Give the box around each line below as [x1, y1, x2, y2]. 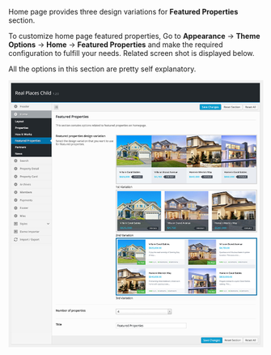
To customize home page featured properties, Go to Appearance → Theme [8, 32, 260, 41]
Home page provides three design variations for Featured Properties [8, 7, 239, 16]
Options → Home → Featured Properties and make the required [8, 40, 224, 49]
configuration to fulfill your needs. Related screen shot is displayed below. [8, 49, 255, 58]
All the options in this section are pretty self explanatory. [8, 64, 197, 74]
